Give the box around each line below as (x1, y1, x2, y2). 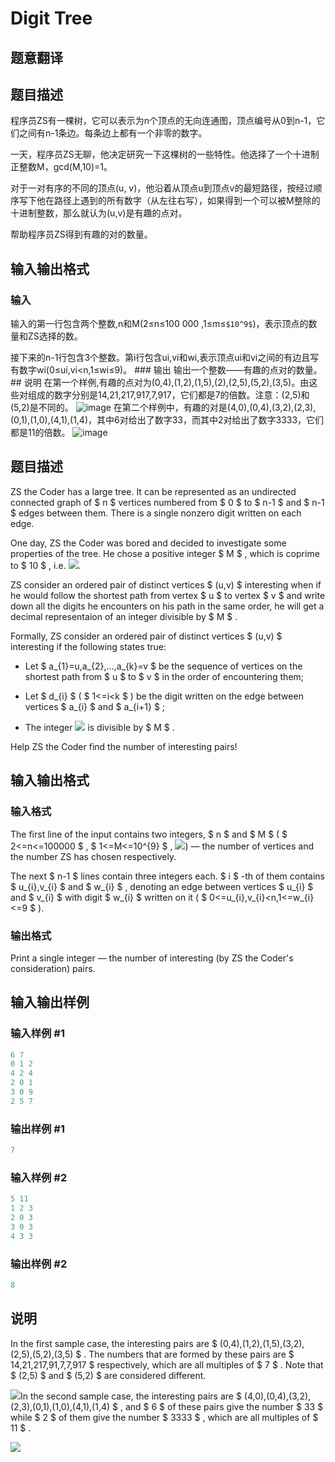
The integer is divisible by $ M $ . (24, 721, 175, 733)
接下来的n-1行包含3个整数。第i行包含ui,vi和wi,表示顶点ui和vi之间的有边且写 (10, 352, 320, 364)
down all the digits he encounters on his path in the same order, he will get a (10, 600, 325, 612)
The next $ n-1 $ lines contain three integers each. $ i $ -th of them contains (10, 870, 326, 882)
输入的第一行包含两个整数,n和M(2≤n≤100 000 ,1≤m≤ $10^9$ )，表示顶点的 (10, 318, 309, 330)
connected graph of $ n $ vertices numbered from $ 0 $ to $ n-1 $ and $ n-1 (10, 496, 325, 508)
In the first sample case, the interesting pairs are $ (10, 1337, 218, 1349)
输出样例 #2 (10, 1257, 68, 1271)
